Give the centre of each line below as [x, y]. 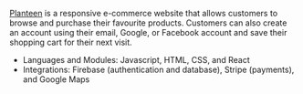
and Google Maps [56, 79]
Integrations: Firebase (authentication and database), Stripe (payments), [158, 69]
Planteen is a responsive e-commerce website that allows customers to [144, 13]
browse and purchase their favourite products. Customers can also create [148, 23]
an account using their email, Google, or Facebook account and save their [148, 32]
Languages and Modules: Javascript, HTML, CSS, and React [136, 60]
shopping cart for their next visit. [71, 42]
